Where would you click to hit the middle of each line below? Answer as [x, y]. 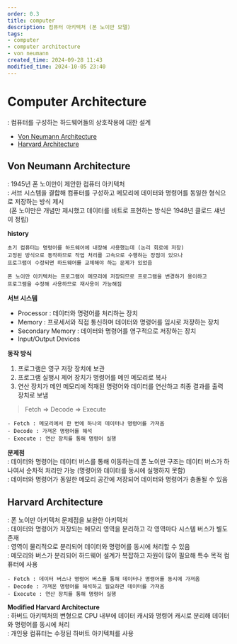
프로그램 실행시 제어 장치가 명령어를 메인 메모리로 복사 [92, 378]
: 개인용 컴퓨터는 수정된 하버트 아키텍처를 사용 [71, 633]
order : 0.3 [23, 14]
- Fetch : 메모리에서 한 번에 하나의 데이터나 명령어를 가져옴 [86, 424]
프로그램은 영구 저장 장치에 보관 [61, 368]
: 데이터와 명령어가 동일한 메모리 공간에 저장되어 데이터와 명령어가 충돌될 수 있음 [118, 480]
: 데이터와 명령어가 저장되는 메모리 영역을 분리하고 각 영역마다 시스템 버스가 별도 [118, 529]
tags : [15, 34]
